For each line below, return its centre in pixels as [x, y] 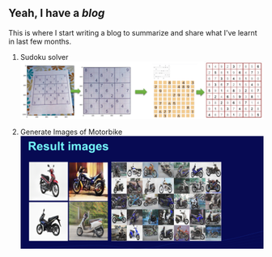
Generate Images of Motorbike [71, 132]
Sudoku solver [44, 57]
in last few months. [40, 41]
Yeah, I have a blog [57, 13]
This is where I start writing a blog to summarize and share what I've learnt [133, 32]
